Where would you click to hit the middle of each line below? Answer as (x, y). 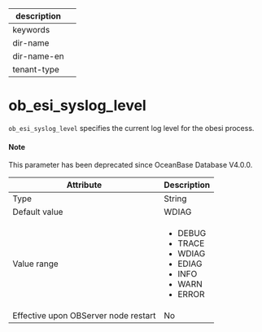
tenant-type (36, 70)
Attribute (84, 185)
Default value (38, 212)
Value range (35, 264)
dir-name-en (39, 56)
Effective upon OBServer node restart (84, 316)
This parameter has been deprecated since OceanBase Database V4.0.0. (131, 165)
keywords (31, 30)
